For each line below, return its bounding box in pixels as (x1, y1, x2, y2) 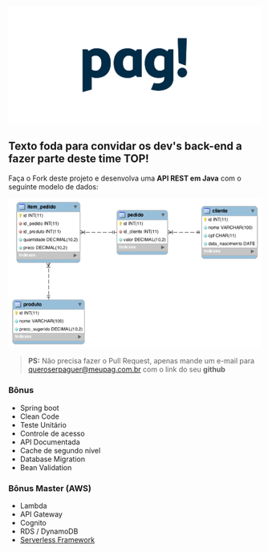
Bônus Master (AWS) (8, 482, 92, 493)
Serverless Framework (19, 534, 95, 544)
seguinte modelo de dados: (8, 181, 99, 191)
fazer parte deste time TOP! (8, 152, 150, 166)
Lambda (19, 501, 47, 510)
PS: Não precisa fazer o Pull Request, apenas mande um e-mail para (27, 356, 255, 366)
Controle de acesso (19, 428, 86, 438)
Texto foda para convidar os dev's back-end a (8, 140, 242, 153)
